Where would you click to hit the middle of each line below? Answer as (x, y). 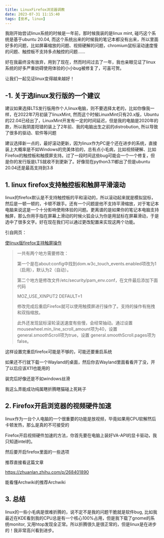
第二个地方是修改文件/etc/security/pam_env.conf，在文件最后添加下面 (87, 280)
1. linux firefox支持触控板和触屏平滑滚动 (65, 185)
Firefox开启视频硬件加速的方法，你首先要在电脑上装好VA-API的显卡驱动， (79, 435)
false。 (24, 341)
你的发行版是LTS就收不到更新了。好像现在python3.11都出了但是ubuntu (80, 162)
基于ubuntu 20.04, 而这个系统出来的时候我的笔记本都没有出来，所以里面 (86, 39)
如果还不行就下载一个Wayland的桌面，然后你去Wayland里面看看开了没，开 (80, 362)
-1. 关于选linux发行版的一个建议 (52, 95)
